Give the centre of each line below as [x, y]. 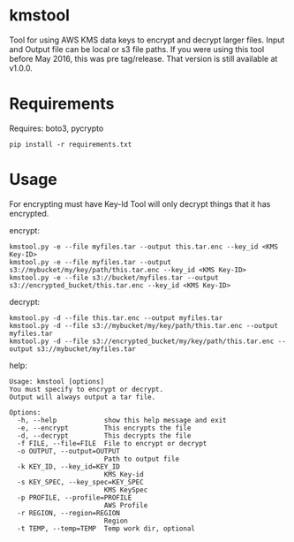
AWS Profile [126, 505]
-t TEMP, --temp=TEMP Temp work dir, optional [106, 528]
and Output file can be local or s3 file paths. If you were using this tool [137, 49]
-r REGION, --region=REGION [69, 513]
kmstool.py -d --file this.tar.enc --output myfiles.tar [116, 318]
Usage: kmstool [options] [57, 381]
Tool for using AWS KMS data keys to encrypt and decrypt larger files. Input [147, 40]
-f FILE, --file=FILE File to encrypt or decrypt [112, 443]
